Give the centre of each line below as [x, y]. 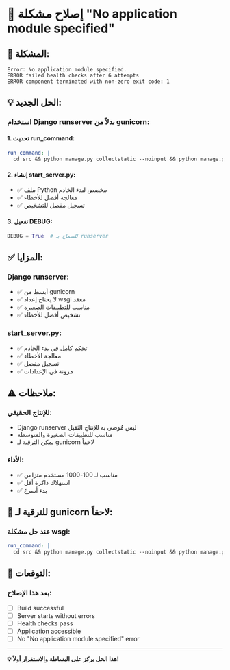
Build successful [40, 608]
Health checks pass [45, 623]
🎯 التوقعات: [29, 574]
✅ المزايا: [25, 257]
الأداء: [15, 460]
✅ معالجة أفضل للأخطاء [47, 197]
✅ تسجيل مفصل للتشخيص [51, 206]
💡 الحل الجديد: [35, 102]
